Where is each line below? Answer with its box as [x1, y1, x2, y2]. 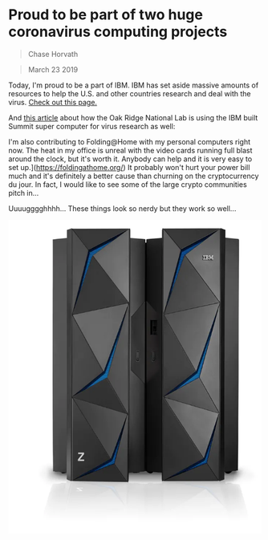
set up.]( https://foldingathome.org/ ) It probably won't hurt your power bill [8, 162, 250, 172]
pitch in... [8, 188, 39, 197]
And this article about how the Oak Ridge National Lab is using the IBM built [8, 112, 258, 122]
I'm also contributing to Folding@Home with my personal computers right [8, 136, 251, 146]
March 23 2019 [27, 64, 79, 74]
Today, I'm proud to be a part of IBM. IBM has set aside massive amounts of [8, 80, 259, 90]
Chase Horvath [27, 49, 79, 59]
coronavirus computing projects [8, 22, 228, 41]
